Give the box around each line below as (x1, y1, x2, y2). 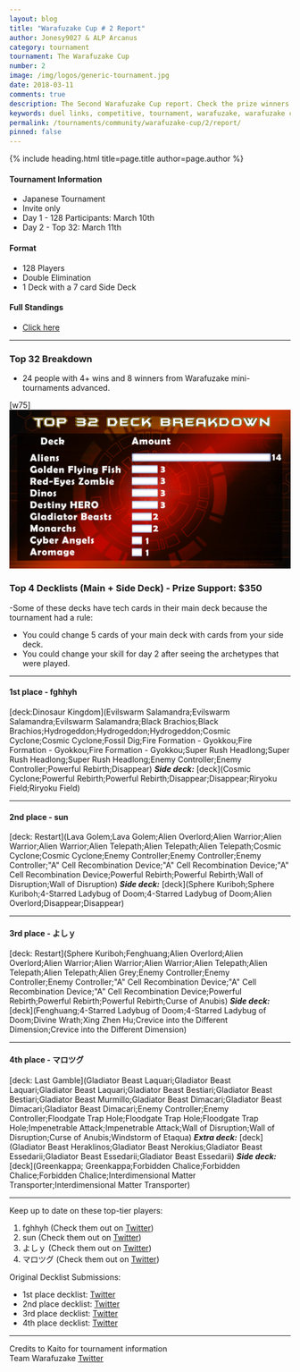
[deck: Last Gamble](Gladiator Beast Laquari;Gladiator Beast (9, 1074, 231, 1086)
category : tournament (9, 43, 90, 52)
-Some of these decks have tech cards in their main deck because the (9, 602, 268, 613)
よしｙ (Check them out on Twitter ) (21, 1242, 152, 1253)
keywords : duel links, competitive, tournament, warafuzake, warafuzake (9, 108, 286, 118)
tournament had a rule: (9, 612, 94, 622)
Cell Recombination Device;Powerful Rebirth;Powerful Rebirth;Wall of (9, 869, 263, 880)
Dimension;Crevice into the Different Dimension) (9, 1024, 187, 1035)
